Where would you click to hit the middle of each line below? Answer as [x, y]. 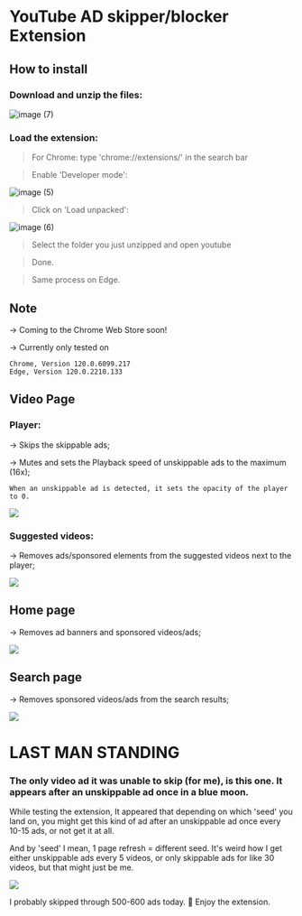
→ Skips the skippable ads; [59, 445]
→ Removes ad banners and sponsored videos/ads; [105, 632]
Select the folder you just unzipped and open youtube [131, 245]
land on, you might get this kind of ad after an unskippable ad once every [145, 821]
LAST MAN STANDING [95, 752]
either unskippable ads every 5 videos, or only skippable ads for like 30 [142, 858]
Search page [46, 677]
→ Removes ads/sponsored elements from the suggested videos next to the [151, 555]
